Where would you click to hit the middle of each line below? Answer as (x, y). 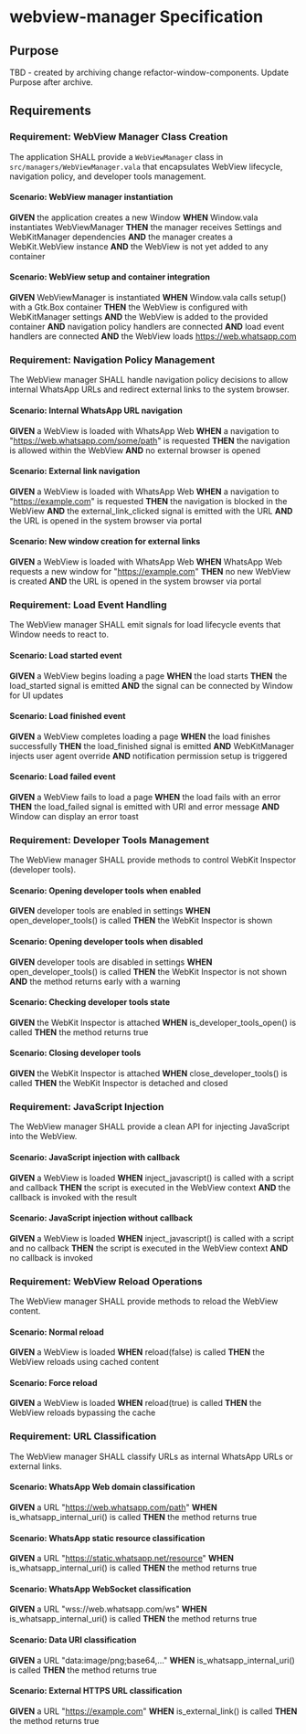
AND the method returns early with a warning (95, 981)
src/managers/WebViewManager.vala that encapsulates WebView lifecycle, (146, 166)
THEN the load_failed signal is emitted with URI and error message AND (145, 807)
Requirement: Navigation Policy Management (112, 360)
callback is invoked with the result (73, 1197)
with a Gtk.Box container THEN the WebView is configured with (129, 307)
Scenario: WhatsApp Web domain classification (102, 1487)
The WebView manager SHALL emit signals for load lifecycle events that (145, 625)
